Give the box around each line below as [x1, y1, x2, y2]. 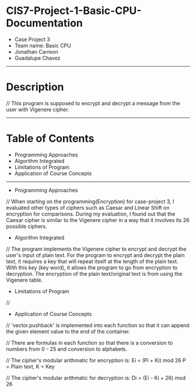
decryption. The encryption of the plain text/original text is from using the [6, 270, 183, 277]
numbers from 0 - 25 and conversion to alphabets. [6, 345, 127, 352]
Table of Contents [6, 132, 94, 145]
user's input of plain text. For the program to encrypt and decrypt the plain [6, 251, 185, 258]
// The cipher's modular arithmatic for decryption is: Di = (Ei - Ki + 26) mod [6, 374, 186, 381]
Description [6, 81, 64, 94]
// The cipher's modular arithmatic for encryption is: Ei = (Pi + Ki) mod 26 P [6, 356, 187, 363]
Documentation [6, 16, 83, 30]
